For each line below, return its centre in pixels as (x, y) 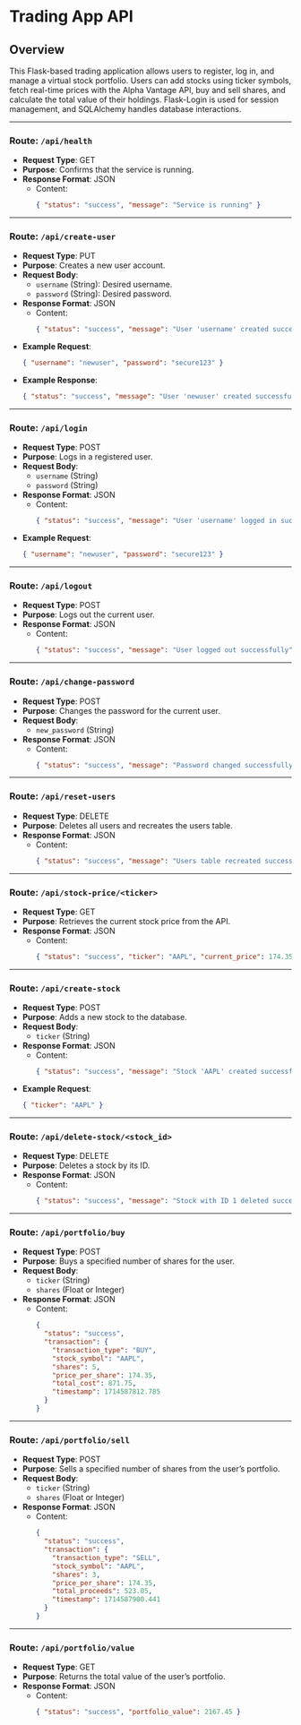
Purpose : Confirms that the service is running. (108, 170)
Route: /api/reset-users (63, 796)
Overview (37, 50)
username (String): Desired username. (104, 285)
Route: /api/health (51, 141)
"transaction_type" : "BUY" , (104, 1350)
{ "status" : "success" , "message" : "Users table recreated (148, 861)
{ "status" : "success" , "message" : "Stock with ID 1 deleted (152, 1201)
